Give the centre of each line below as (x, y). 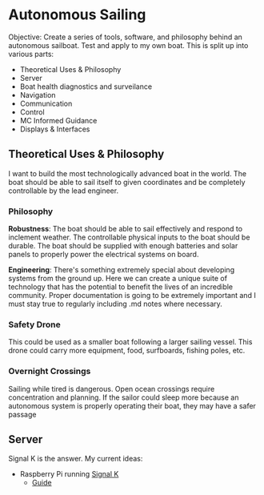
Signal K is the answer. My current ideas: (76, 459)
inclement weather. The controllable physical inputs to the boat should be (129, 237)
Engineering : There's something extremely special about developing (121, 270)
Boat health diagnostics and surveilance (86, 87)
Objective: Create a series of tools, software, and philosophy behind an (125, 37)
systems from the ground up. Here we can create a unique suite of (118, 279)
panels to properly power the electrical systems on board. (104, 255)
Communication (46, 103)
